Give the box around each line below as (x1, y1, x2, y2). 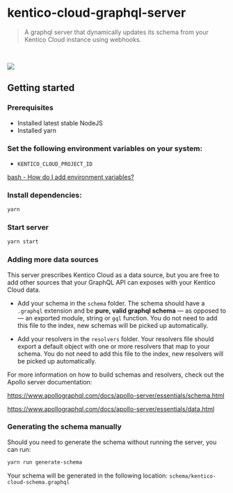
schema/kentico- (169, 472, 216, 480)
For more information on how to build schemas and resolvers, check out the (7, 370, 225, 379)
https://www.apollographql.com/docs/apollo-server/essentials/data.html (7, 405, 215, 413)
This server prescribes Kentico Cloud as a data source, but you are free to (7, 270, 220, 279)
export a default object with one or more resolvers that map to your (17, 342, 210, 350)
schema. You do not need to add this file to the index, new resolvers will (17, 350, 224, 358)
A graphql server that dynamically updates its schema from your (24, 28, 209, 36)
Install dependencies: (7, 190, 82, 200)
